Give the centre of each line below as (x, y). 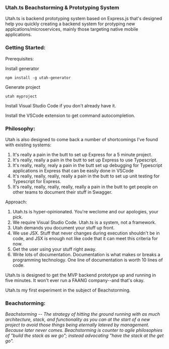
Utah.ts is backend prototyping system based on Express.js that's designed (84, 19)
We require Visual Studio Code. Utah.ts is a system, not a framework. (84, 222)
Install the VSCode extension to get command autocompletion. (70, 115)
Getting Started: (25, 48)
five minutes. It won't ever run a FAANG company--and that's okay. (75, 280)
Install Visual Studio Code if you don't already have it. (61, 105)
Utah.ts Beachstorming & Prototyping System (62, 8)
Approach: (16, 202)
